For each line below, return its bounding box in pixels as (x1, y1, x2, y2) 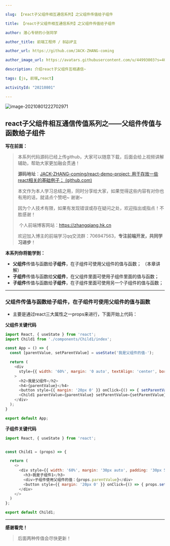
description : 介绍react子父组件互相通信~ (5, 67, 86, 72)
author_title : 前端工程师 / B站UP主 (5, 39, 77, 45)
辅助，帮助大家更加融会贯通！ (17, 160, 80, 166)
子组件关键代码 (5, 425, 36, 432)
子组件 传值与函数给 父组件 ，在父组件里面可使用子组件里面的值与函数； (12, 274, 159, 280)
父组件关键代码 (5, 322, 36, 328)
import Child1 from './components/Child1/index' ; (5, 336, 112, 342)
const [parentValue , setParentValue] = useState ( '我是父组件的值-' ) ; (10, 350, 154, 356)
